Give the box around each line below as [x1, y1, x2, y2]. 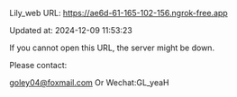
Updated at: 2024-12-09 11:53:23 [9, 25, 132, 35]
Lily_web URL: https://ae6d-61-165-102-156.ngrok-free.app [9, 8, 228, 18]
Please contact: [9, 60, 68, 70]
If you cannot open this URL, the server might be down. [9, 42, 214, 53]
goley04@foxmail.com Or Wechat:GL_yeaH [9, 77, 169, 88]
